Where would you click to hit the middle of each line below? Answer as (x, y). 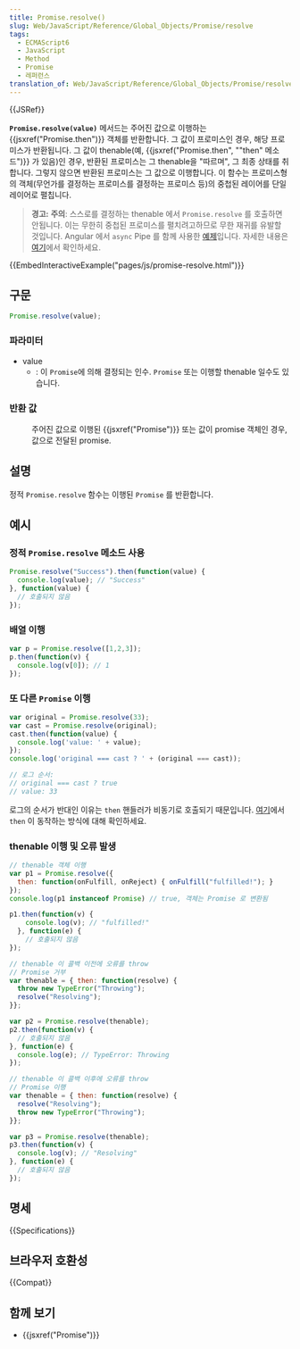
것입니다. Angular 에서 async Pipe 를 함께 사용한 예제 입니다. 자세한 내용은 (159, 236)
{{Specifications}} (42, 1230)
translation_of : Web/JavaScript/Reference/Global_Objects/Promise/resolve (151, 84)
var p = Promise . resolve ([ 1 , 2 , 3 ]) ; (75, 649)
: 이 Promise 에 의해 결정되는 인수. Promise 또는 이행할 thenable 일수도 (158, 371)
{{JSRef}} (27, 109)
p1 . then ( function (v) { (51, 915)
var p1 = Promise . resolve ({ (62, 873)
